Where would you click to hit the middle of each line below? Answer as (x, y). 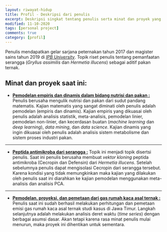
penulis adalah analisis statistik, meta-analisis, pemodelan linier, (78, 116)
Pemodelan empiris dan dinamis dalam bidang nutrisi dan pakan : (81, 95)
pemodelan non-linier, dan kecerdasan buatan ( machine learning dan (83, 121)
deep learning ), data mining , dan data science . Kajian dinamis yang (82, 127)
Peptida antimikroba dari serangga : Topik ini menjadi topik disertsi (82, 152)
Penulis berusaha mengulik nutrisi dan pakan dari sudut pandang (79, 101)
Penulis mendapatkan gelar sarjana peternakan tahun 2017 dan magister (79, 52)
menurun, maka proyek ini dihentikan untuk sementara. (69, 224)
